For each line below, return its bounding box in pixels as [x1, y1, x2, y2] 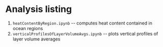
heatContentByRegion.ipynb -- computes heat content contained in [12, 20, 153, 26]
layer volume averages [12, 36, 61, 42]
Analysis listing [5, 3, 72, 15]
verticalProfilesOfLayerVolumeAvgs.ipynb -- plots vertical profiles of [12, 30, 158, 36]
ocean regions [12, 25, 43, 31]
